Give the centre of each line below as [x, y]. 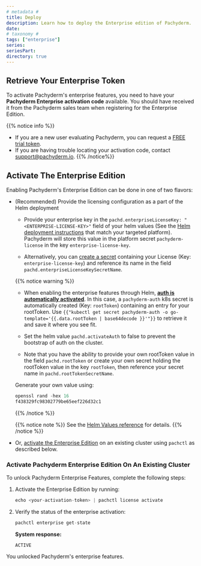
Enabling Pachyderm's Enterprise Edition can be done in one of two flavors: [100, 190]
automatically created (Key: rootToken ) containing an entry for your [107, 306]
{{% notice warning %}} [45, 281]
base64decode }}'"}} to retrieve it [146, 318]
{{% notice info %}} [31, 126]
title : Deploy [24, 17]
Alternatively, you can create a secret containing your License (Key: [107, 257]
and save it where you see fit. [60, 325]
